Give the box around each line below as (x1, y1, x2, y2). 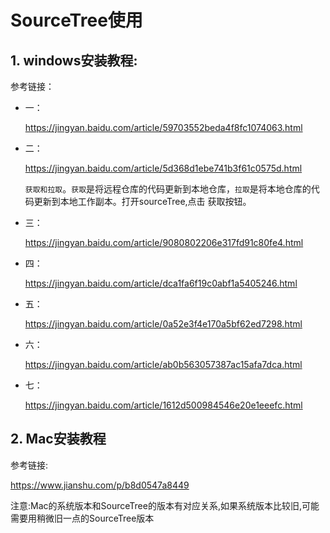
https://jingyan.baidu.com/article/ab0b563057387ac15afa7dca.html (24, 359, 303, 370)
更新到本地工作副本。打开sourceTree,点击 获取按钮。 (33, 196, 252, 207)
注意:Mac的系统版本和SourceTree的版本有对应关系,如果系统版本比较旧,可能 (10, 499, 320, 511)
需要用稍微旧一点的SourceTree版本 (10, 512, 155, 524)
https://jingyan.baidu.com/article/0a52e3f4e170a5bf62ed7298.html (24, 318, 303, 330)
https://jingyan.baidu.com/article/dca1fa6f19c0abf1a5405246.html (24, 277, 298, 289)
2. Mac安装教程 (10, 431, 107, 448)
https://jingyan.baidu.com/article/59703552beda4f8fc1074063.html (24, 122, 303, 133)
